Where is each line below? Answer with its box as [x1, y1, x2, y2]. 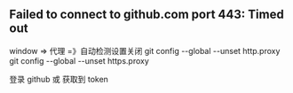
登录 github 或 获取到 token [9, 74, 109, 84]
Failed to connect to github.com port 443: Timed [9, 7, 284, 22]
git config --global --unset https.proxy [9, 55, 149, 66]
